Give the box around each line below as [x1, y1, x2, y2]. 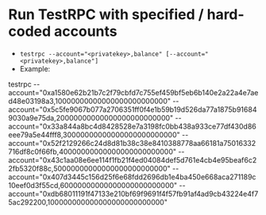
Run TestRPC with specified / [8, 6, 204, 24]
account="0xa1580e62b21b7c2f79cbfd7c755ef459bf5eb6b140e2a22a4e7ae [8, 87, 259, 97]
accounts [54, 22, 118, 40]
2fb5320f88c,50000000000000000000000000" [8, 163, 171, 173]
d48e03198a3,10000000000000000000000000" [8, 96, 171, 106]
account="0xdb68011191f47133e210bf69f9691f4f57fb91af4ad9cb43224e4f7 [8, 189, 259, 198]
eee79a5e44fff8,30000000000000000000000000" [8, 129, 180, 140]
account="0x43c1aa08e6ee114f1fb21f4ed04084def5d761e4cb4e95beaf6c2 [8, 155, 257, 164]
